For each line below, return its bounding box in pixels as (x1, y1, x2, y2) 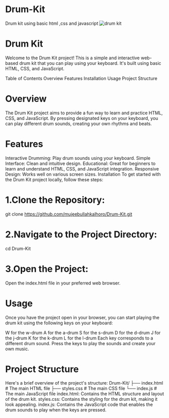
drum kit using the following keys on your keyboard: (5, 320, 113, 326)
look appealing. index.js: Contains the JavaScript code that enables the (5, 401, 153, 408)
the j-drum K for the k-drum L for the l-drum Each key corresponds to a (5, 335, 153, 341)
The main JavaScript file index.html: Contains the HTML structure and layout (5, 391, 164, 397)
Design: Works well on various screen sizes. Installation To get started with (5, 171, 161, 177)
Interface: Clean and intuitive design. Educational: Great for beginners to (5, 160, 156, 166)
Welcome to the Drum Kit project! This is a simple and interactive (5, 55, 140, 61)
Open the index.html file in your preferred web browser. (5, 280, 121, 286)
